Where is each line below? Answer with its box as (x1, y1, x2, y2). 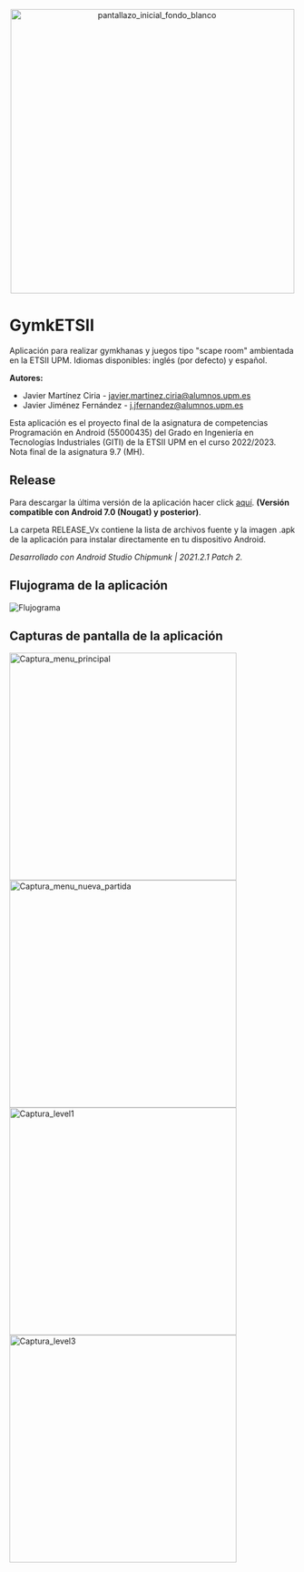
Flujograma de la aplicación (9, 578, 168, 593)
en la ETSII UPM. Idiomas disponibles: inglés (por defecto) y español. (9, 355, 268, 366)
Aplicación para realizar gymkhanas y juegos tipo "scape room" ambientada (9, 345, 294, 356)
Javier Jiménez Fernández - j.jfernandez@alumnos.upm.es (22, 399, 244, 410)
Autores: (9, 372, 44, 383)
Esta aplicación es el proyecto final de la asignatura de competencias (9, 417, 269, 428)
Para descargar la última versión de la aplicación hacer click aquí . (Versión (9, 497, 290, 508)
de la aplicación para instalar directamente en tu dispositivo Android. (9, 533, 266, 545)
